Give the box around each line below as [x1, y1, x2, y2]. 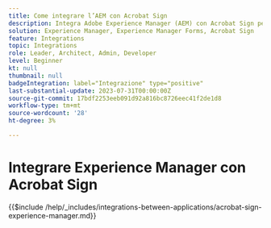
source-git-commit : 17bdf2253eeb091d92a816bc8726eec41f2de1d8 [8, 94, 222, 102]
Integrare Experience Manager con [8, 159, 247, 177]
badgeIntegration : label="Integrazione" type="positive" [8, 79, 204, 87]
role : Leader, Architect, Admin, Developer [8, 49, 157, 57]
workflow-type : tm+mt [8, 102, 81, 110]
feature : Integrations [8, 34, 85, 43]
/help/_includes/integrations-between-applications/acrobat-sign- [44, 202, 262, 212]
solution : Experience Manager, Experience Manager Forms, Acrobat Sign [8, 27, 254, 35]
